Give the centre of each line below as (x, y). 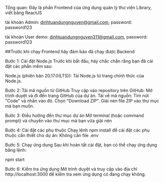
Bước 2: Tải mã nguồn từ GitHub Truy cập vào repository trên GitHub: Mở (79, 90)
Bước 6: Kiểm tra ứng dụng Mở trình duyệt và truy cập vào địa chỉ (71, 169)
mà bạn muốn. (20, 106)
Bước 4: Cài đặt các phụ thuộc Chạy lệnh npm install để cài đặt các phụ (77, 130)
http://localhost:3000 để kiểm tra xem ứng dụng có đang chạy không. (76, 174)
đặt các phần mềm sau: (29, 66)
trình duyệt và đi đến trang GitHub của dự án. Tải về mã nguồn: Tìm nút (77, 96)
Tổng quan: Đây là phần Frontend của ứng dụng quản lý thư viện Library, (79, 8)
